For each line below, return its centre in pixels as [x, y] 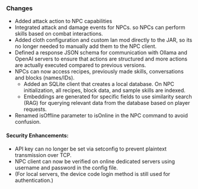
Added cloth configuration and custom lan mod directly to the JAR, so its [103, 40]
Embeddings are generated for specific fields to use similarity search [108, 97]
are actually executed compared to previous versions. [80, 65]
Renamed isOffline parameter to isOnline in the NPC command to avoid [101, 116]
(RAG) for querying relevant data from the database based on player [107, 103]
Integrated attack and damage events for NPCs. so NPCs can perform [100, 27]
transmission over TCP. [43, 155]
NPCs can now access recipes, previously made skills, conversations [99, 72]
